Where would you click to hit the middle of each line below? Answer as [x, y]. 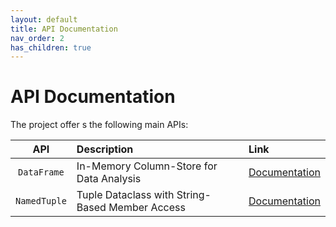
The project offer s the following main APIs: [99, 125]
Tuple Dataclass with [125, 195]
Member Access [147, 208]
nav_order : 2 [37, 38]
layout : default [44, 19]
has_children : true [51, 47]
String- [194, 195]
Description [105, 149]
